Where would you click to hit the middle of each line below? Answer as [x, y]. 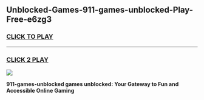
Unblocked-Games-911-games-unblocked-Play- [100, 10]
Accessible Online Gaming [40, 90]
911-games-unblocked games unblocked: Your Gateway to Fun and [93, 84]
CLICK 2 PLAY [27, 59]
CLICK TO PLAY [30, 37]
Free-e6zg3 [29, 20]
